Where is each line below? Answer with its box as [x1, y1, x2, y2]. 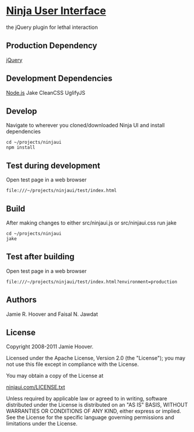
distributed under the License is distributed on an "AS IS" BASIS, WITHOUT [6, 401, 188, 408]
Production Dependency [6, 41, 98, 51]
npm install [6, 144, 35, 151]
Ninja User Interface [6, 4, 106, 18]
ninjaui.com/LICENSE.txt [6, 384, 65, 391]
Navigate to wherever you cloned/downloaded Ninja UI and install [6, 122, 165, 129]
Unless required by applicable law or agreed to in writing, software [6, 395, 168, 402]
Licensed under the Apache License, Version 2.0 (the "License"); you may [6, 355, 186, 362]
